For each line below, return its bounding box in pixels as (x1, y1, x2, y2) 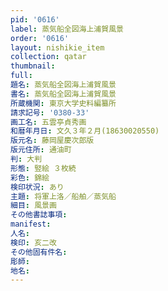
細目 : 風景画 (10, 201, 57, 211)
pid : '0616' (10, 14, 60, 25)
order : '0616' (10, 33, 70, 43)
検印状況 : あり (10, 182, 65, 192)
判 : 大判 (10, 154, 43, 164)
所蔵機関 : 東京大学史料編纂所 (10, 98, 117, 108)
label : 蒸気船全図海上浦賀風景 (10, 24, 124, 34)
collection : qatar (10, 52, 87, 62)
